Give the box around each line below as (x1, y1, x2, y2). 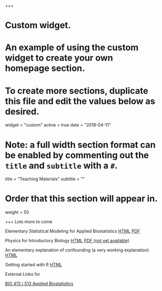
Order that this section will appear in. (5, 193, 158, 204)
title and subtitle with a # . (5, 160, 118, 171)
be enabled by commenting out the (5, 149, 149, 161)
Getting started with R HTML (5, 262, 62, 268)
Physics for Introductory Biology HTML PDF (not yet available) (5, 238, 130, 244)
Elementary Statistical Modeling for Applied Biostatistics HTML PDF (5, 228, 140, 234)
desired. (5, 106, 39, 117)
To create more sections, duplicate (5, 85, 148, 96)
